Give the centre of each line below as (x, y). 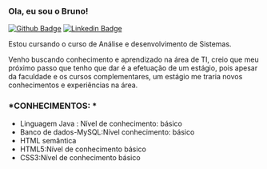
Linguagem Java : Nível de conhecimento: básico (101, 123)
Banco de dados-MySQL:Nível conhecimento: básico (107, 132)
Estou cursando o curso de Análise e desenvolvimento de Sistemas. (120, 44)
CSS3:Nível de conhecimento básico (80, 157)
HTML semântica (48, 140)
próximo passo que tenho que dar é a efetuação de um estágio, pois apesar (133, 68)
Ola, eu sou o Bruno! (48, 11)
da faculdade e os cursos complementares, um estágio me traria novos (126, 77)
